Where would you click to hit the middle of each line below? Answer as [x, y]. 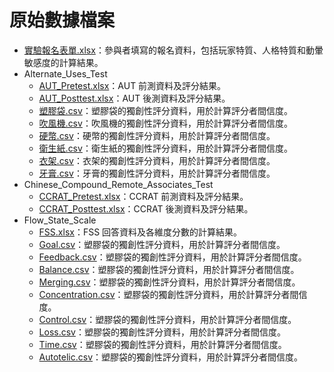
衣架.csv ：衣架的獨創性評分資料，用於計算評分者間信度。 [157, 160]
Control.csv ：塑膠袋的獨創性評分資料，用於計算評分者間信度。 [167, 319]
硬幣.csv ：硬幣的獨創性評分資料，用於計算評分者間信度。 [157, 135]
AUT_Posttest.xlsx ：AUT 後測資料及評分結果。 [134, 98]
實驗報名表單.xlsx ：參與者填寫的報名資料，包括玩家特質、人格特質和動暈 [173, 50]
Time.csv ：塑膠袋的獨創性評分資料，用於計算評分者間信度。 [162, 344]
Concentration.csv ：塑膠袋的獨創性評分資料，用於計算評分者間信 [173, 294]
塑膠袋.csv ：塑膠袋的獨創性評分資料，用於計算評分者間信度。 [165, 110]
